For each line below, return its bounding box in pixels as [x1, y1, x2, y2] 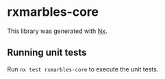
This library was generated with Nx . [7, 27, 107, 35]
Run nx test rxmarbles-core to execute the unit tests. [7, 65, 159, 73]
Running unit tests [7, 47, 87, 58]
